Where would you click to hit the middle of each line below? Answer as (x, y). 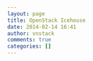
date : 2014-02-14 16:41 (42, 27)
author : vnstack (31, 33)
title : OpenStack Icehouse (46, 20)
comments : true (29, 40)
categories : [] (29, 46)
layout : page (26, 14)
